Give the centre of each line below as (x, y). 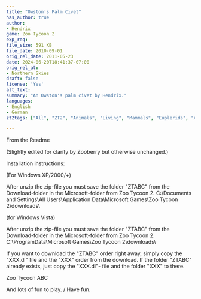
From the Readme (28, 140)
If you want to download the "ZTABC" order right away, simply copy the (94, 253)
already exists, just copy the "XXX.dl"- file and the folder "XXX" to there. (95, 266)
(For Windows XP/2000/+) (39, 175)
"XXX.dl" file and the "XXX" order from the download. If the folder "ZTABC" (99, 260)
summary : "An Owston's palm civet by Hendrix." (67, 95)
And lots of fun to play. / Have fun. (48, 289)
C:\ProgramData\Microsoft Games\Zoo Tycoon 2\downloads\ (81, 242)
